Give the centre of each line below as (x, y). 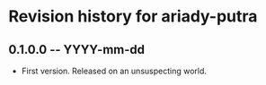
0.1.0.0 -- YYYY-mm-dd (77, 50)
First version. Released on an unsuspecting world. (114, 71)
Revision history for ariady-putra (133, 17)
